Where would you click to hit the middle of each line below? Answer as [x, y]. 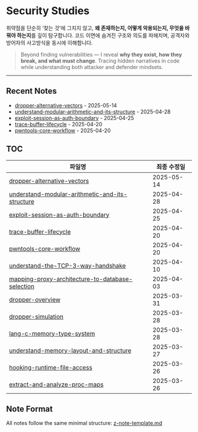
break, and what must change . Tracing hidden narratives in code [100, 61]
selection [22, 286]
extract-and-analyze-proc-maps [57, 384]
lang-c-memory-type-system [52, 333]
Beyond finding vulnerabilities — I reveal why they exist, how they [101, 54]
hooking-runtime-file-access [51, 367]
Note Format [29, 409]
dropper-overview [35, 299]
